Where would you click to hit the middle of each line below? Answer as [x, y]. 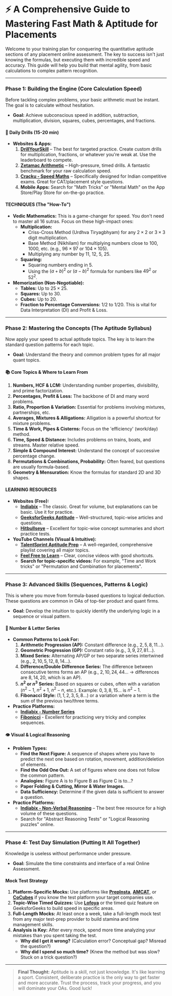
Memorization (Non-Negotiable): [48, 283]
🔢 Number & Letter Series [33, 628]
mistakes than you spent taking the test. [55, 936]
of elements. [34, 764]
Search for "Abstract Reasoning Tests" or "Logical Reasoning [85, 819]
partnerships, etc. [31, 413]
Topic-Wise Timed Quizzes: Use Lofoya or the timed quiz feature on [86, 903]
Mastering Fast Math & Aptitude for [82, 24]
